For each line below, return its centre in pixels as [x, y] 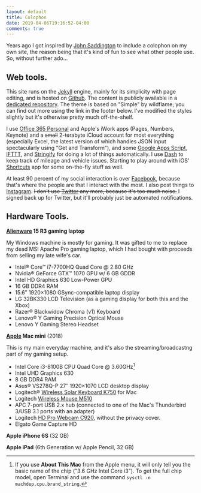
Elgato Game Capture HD [46, 424]
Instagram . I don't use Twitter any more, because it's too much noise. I [93, 191]
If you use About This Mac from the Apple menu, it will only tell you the [103, 464]
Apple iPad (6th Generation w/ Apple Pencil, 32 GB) [70, 447]
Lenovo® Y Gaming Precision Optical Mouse [69, 318]
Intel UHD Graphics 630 [44, 373]
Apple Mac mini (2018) [35, 336]
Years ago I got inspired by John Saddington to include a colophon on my [97, 46]
